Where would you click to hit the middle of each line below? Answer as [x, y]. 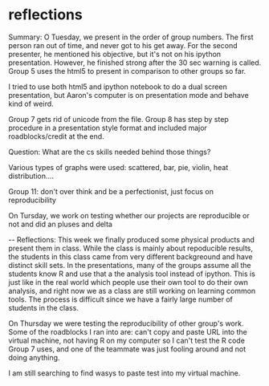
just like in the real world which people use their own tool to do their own [128, 282]
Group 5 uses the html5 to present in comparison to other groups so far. [127, 71]
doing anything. [34, 357]
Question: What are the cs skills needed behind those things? [110, 152]
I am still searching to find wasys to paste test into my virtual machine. [124, 373]
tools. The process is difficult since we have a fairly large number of [120, 299]
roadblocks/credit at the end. [56, 136]
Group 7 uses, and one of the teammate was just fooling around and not [127, 349]
